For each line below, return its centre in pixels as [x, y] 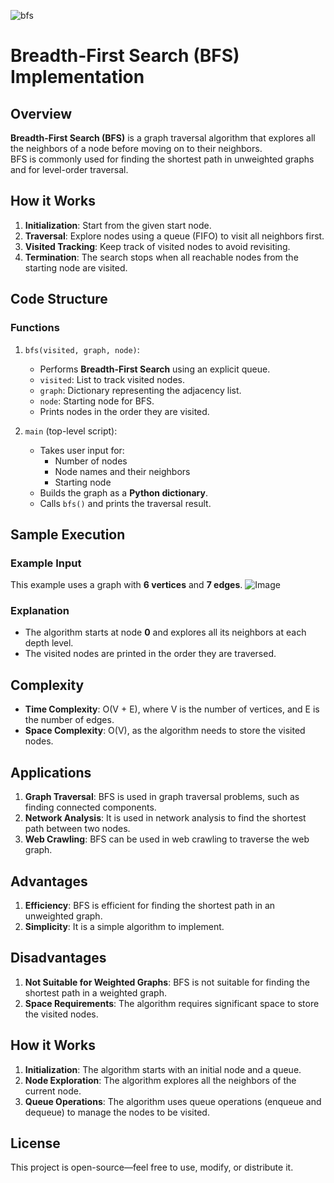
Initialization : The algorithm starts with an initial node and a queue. [163, 1069]
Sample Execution [68, 534]
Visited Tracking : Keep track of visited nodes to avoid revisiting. [157, 246]
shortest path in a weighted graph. [95, 992]
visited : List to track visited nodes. [112, 379]
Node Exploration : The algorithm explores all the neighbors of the [160, 1080]
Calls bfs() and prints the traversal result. [125, 503]
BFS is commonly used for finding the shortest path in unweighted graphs [162, 159]
